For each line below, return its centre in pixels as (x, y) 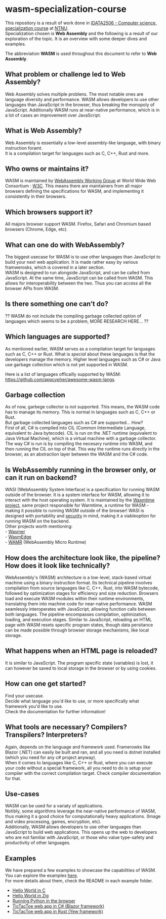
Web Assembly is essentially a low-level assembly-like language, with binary (83, 143)
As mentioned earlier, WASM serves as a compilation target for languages (80, 348)
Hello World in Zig (30, 896)
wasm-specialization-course (66, 9)
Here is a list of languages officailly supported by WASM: (63, 374)
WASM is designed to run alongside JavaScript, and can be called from (78, 273)
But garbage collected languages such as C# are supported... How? (74, 423)
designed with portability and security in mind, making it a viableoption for (81, 516)
